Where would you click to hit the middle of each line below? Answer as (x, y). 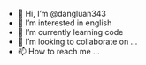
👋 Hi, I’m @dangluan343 (61, 14)
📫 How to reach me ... (58, 51)
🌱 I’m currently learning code (70, 32)
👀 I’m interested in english (65, 23)
